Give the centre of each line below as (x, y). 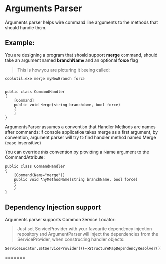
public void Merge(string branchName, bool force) (67, 105)
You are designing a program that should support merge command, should (81, 55)
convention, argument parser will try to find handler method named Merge (81, 137)
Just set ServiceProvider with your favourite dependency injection (84, 229)
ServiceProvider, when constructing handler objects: (71, 239)
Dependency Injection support (53, 207)
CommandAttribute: (25, 157)
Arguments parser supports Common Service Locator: (61, 219)
